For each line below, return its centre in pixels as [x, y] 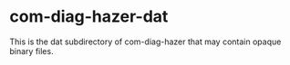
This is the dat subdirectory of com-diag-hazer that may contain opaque [145, 42]
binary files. [31, 51]
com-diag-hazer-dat [89, 17]
